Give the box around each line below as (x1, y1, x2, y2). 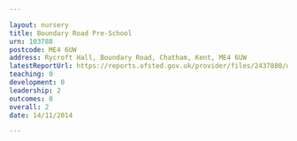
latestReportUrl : (9, 62, 73, 70)
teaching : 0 (9, 70, 53, 79)
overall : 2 (9, 102, 49, 111)
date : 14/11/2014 (9, 111, 73, 120)
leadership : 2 (9, 85, 62, 95)
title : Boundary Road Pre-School (9, 28, 133, 38)
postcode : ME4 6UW (9, 45, 77, 54)
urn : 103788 (9, 37, 53, 46)
